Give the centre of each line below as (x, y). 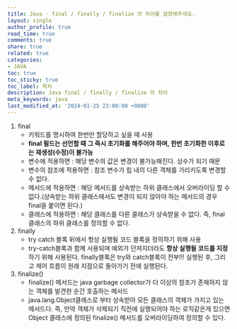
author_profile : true (39, 27)
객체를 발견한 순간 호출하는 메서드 (82, 291)
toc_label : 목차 (30, 86)
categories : (25, 60)
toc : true (22, 73)
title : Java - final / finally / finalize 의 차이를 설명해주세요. (102, 14)
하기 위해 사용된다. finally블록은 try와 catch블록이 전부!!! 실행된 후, (120, 257)
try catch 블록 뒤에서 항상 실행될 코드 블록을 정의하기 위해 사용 (115, 239)
